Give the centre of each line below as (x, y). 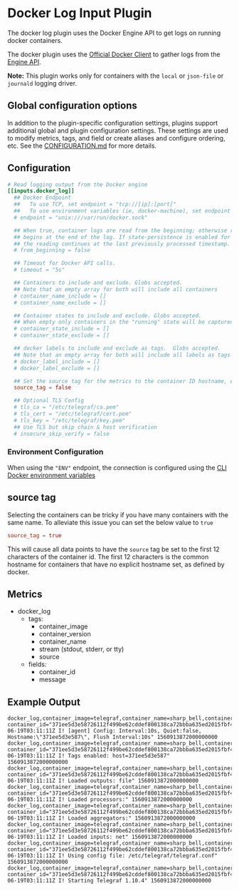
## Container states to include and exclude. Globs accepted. (108, 315)
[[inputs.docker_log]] (41, 191)
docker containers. (35, 40)
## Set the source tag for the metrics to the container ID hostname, (121, 381)
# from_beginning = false (52, 250)
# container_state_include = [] (62, 329)
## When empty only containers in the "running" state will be (109, 322)
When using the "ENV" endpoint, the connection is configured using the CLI (117, 467)
